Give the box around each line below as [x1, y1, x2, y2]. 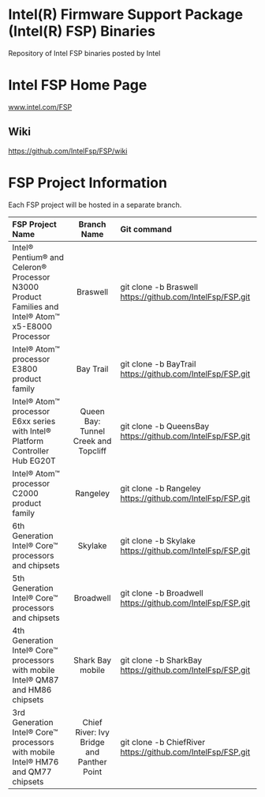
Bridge [80, 736, 105, 747]
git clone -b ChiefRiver [120, 736, 206, 747]
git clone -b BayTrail [120, 358, 196, 369]
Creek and [73, 435, 112, 446]
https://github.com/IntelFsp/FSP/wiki [8, 146, 128, 156]
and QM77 [12, 766, 52, 777]
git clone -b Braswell [120, 281, 199, 292]
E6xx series [12, 415, 56, 427]
